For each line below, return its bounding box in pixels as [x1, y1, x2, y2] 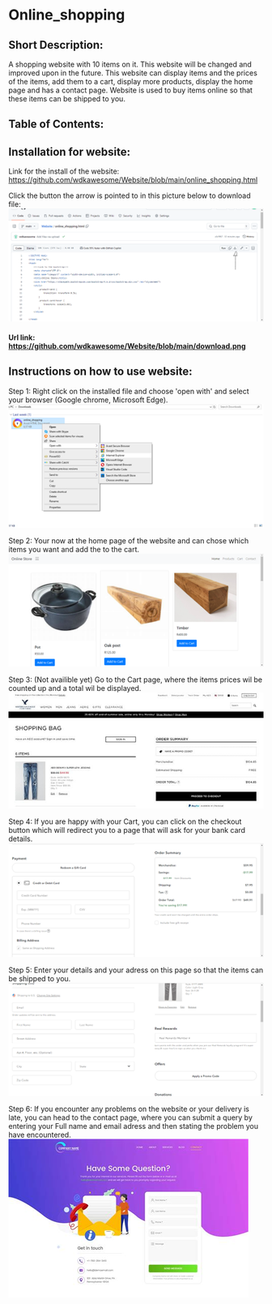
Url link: [8, 332, 36, 342]
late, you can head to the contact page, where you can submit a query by [8, 1113, 253, 1122]
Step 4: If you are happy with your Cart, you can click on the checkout [8, 817, 242, 826]
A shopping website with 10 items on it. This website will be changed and [8, 59, 253, 69]
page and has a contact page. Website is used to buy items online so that [8, 85, 253, 95]
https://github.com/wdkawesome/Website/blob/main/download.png [8, 341, 246, 350]
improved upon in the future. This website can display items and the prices [8, 68, 257, 78]
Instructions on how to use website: [8, 365, 193, 379]
